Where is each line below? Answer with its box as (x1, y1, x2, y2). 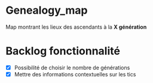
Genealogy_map (5, 4, 88, 17)
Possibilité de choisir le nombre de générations (14, 64, 130, 71)
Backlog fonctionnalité (5, 44, 121, 58)
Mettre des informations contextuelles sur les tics (14, 70, 136, 78)
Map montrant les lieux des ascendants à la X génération (5, 23, 147, 30)
